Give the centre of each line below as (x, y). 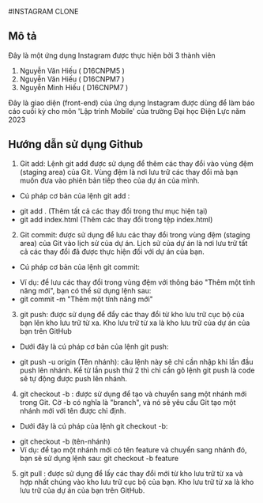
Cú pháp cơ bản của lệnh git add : (75, 195)
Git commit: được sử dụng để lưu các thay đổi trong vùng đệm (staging (135, 234)
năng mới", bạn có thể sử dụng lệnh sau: (85, 290)
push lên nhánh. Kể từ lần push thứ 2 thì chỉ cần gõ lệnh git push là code (137, 370)
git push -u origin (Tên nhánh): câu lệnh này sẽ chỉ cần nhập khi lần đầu (136, 361)
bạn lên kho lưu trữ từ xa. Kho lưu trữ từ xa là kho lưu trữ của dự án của (135, 323)
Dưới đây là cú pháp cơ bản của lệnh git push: (94, 346)
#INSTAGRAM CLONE (43, 11)
